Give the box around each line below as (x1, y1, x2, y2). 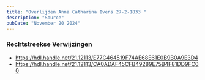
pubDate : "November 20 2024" (6, 20, 81, 26)
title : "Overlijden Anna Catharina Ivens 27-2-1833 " (6, 8, 147, 15)
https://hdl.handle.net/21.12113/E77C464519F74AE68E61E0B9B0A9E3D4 (15, 54, 199, 61)
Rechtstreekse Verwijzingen (6, 40, 92, 48)
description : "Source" (6, 15, 64, 21)
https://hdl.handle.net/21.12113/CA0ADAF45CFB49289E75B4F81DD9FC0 (15, 60, 199, 67)
